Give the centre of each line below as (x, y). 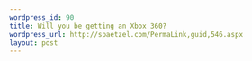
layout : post (34, 43)
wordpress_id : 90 (42, 17)
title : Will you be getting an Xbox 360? (88, 26)
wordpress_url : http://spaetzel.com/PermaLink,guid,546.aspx (126, 34)
